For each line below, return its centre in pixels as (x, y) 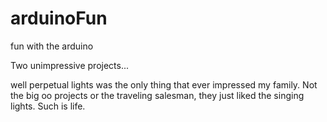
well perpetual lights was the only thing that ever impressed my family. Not (164, 84)
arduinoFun (59, 18)
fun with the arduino (52, 46)
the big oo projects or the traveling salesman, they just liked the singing (157, 95)
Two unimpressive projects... (70, 65)
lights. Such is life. (48, 106)
